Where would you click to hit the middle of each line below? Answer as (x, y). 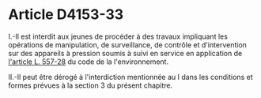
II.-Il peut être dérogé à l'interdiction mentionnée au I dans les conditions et (130, 77)
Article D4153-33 (66, 15)
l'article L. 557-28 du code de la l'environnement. (88, 62)
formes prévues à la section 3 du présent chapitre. (91, 85)
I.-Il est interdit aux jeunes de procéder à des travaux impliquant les (118, 36)
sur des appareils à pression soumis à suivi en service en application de (125, 53)
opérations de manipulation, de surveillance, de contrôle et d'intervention (128, 44)
